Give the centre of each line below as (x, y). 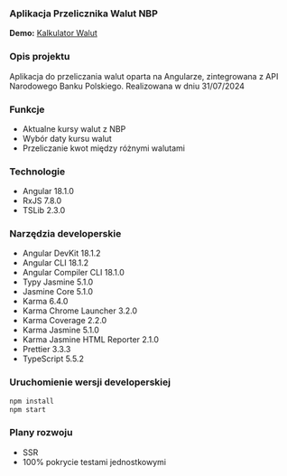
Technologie (37, 172)
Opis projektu (40, 57)
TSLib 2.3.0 (44, 210)
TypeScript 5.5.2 (53, 359)
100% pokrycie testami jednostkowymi (94, 462)
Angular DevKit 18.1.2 (61, 253)
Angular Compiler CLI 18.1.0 (73, 273)
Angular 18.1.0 (48, 191)
